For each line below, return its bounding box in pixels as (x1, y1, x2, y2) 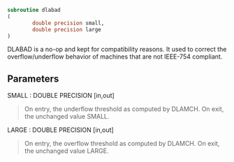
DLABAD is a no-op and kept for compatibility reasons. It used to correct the (7, 45, 227, 54)
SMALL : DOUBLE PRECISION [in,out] (7, 91, 115, 100)
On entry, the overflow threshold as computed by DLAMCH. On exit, (24, 140, 220, 148)
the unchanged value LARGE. (24, 147, 109, 155)
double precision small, (32, 20, 105, 27)
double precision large (32, 26, 101, 33)
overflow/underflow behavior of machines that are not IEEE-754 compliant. (7, 52, 223, 61)
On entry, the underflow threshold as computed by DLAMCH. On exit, (24, 105, 224, 113)
